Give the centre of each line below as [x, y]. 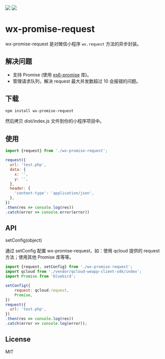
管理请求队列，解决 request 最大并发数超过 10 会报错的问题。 [77, 81]
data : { [18, 169]
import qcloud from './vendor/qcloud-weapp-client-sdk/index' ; [74, 272]
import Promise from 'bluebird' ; [41, 276]
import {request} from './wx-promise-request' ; [57, 151]
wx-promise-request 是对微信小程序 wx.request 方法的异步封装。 [73, 44]
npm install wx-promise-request [39, 111]
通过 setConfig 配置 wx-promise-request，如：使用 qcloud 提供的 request [82, 251]
